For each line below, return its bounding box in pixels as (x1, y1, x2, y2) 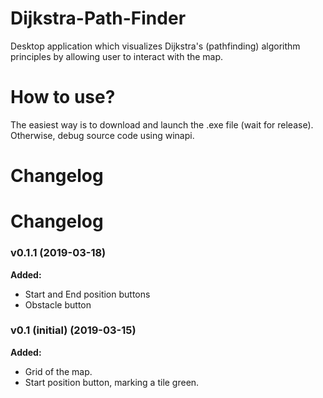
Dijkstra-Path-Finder (10, 7, 187, 30)
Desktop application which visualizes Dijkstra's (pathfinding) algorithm (10, 40, 301, 52)
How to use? (10, 86, 116, 109)
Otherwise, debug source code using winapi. (10, 129, 195, 141)
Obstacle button (24, 298, 92, 311)
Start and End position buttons (24, 288, 151, 300)
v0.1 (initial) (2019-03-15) (10, 323, 137, 337)
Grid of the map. (24, 365, 93, 377)
